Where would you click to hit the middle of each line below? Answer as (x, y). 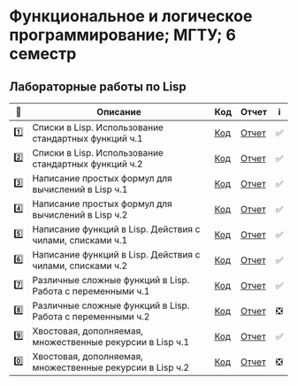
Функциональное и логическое (131, 16)
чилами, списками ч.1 (80, 240)
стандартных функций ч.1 (88, 139)
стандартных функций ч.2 (88, 164)
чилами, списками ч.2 (80, 266)
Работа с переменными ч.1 (91, 291)
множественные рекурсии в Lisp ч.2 (111, 367)
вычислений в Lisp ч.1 (80, 189)
